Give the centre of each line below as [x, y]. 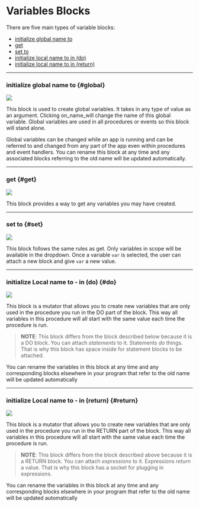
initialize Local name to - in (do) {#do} [61, 282]
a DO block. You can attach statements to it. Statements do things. [102, 343]
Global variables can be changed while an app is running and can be [90, 140]
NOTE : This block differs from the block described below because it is [106, 337]
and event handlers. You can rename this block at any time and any [88, 152]
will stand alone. [26, 128]
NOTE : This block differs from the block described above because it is [106, 455]
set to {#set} [25, 224]
